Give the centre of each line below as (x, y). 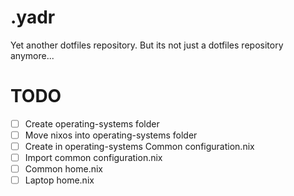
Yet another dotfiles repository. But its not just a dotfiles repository (147, 45)
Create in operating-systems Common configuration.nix (139, 146)
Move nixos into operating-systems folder (111, 135)
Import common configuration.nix (93, 158)
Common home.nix (63, 169)
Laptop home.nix (59, 180)
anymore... (32, 55)
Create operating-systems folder (92, 123)
